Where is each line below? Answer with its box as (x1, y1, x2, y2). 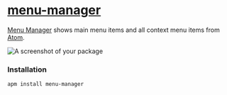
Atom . (7, 33, 25, 41)
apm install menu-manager (7, 81, 84, 88)
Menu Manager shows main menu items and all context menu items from (7, 26, 220, 34)
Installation (7, 65, 48, 74)
